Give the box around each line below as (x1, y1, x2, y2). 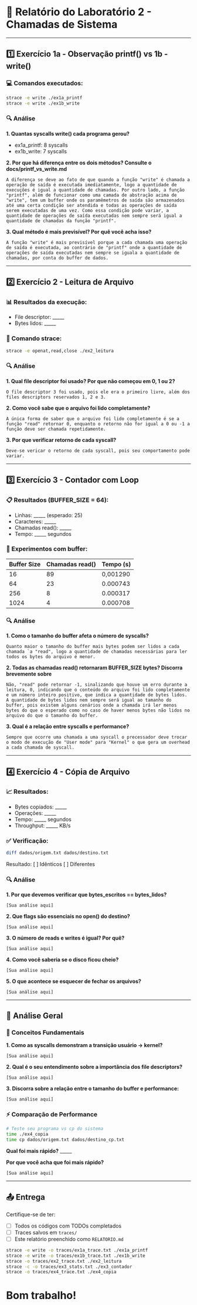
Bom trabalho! (6, 1289, 77, 1302)
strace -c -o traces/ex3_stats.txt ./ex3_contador (6, 1263, 133, 1270)
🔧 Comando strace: (6, 334, 62, 343)
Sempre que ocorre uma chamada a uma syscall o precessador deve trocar (6, 734, 188, 740)
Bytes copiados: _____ (14, 803, 67, 810)
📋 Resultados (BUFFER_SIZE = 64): (6, 496, 109, 504)
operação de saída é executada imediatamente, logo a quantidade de (6, 182, 177, 187)
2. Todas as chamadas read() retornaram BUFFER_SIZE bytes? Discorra (6, 664, 183, 672)
